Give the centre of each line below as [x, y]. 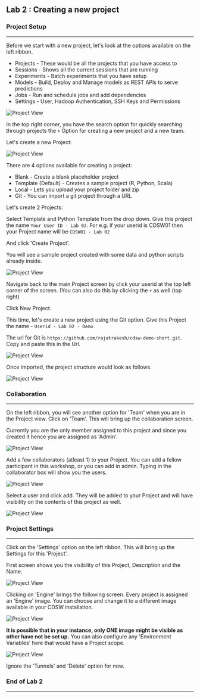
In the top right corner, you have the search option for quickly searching [94, 124]
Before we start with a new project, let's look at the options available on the [99, 45]
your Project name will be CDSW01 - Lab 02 [58, 231]
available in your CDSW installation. [50, 607]
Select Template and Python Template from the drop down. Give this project [99, 219]
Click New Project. [29, 308]
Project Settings [30, 528]
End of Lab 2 [24, 681]
